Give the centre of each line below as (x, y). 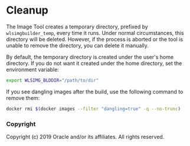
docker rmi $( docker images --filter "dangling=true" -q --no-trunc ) (94, 109)
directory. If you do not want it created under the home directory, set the (94, 63)
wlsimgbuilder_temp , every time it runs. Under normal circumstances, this (95, 33)
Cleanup (27, 10)
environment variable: (32, 69)
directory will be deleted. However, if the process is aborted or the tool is (95, 39)
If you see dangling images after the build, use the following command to (95, 92)
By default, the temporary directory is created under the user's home (90, 57)
